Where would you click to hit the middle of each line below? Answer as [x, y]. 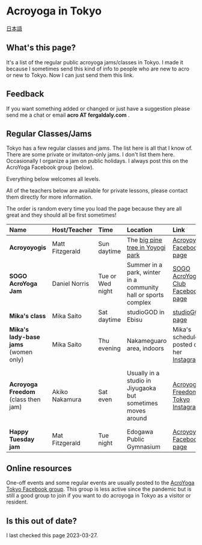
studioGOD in [145, 312]
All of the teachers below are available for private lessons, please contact [97, 191]
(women [21, 352]
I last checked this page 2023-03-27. [52, 535]
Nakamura [67, 399]
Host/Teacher [72, 230]
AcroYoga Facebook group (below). [50, 167]
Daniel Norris [70, 284]
